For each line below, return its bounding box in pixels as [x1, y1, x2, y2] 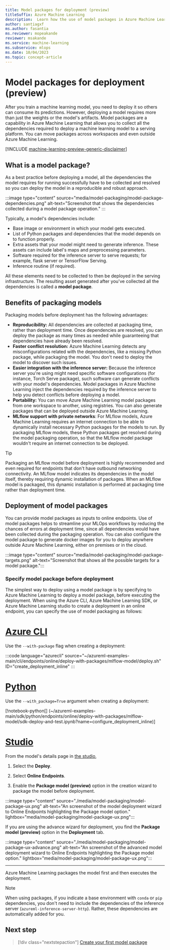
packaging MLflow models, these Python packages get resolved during [12, 429, 162, 435]
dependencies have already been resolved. [12, 338, 103, 344]
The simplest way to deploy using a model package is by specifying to [5, 587, 152, 593]
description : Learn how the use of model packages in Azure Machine [5, 17, 155, 22]
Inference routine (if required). [12, 263, 76, 269]
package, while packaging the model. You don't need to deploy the [12, 354, 153, 360]
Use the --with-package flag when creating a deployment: [5, 643, 125, 649]
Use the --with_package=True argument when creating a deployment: [5, 698, 149, 704]
